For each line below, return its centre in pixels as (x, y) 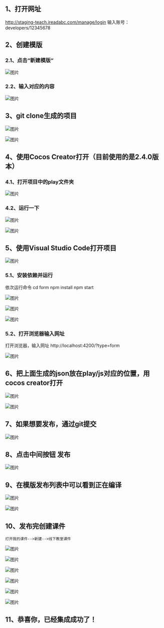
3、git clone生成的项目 (41, 116)
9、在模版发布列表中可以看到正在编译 (63, 485)
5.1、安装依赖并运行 (29, 276)
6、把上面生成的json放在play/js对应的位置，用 (77, 374)
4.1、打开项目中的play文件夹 (40, 182)
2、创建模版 (24, 45)
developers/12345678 (28, 28)
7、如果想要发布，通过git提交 (51, 424)
